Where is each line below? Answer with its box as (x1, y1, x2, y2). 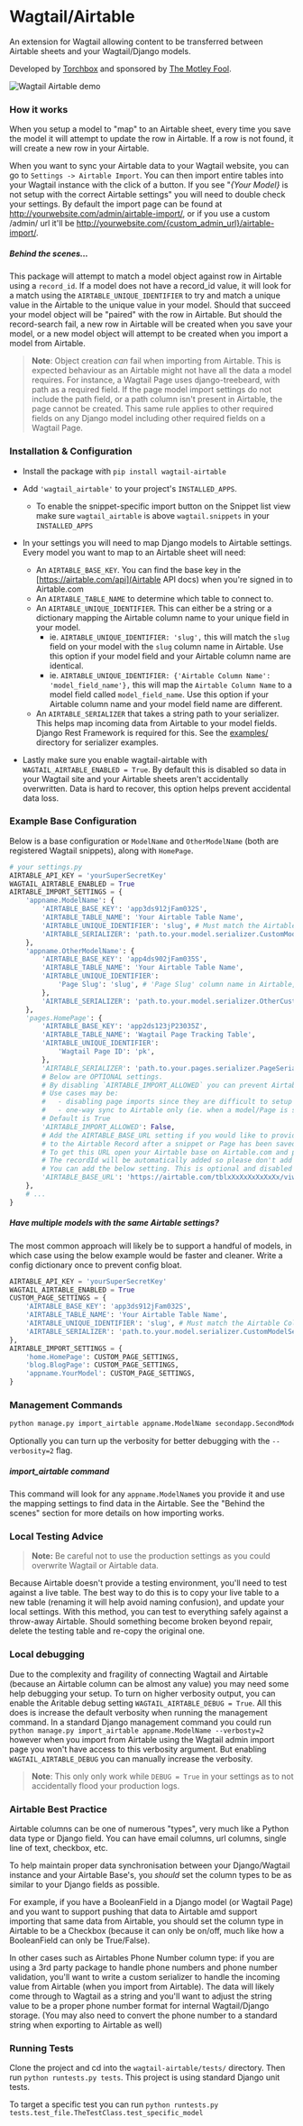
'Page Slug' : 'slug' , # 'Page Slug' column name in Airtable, (57, 980, 297, 989)
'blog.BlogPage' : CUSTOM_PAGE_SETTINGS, (25, 1360, 179, 1370)
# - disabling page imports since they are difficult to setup (41, 1098, 293, 1107)
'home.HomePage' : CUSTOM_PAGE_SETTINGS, (25, 1352, 179, 1361)
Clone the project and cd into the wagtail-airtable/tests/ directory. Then (9, 2063, 286, 2074)
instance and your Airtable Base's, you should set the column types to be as (9, 1870, 292, 1881)
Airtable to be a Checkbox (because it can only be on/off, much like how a (9, 1926, 285, 1937)
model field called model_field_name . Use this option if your (49, 688, 269, 700)
